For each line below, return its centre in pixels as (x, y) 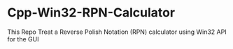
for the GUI (23, 39)
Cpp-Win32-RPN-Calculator (91, 13)
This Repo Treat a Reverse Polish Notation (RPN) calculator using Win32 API (117, 32)
